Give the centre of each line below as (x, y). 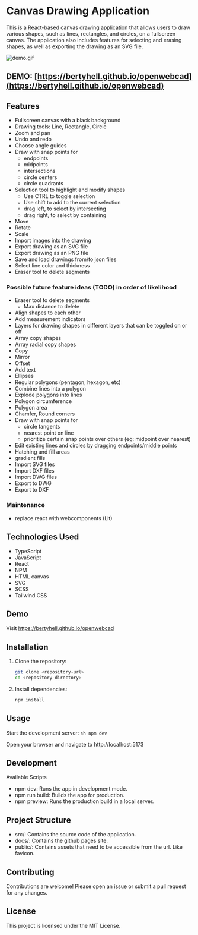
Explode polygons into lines (48, 395)
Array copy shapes (38, 338)
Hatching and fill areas (42, 452)
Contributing (30, 872)
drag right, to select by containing (65, 215)
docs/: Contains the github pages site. (61, 841)
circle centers (40, 177)
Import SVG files (35, 464)
